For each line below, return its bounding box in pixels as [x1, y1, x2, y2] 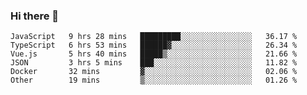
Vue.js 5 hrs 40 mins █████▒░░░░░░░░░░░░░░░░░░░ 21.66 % [10, 49, 298, 59]
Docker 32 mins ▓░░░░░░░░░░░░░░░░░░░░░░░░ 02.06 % [10, 67, 298, 77]
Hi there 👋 [10, 9, 60, 23]
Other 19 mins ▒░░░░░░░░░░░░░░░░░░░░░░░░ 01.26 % [10, 75, 298, 86]
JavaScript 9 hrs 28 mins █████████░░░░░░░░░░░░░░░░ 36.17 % [10, 32, 298, 42]
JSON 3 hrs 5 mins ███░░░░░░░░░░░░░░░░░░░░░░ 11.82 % [10, 58, 298, 68]
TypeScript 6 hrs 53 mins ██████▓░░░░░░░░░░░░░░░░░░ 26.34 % [10, 40, 298, 51]
